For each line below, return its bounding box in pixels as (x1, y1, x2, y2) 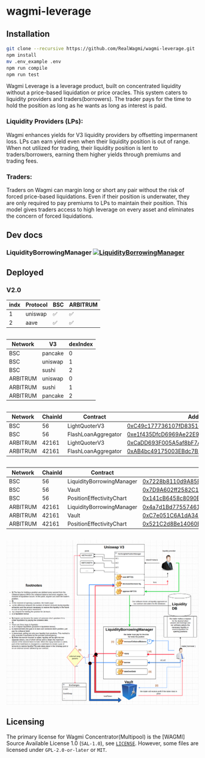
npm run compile (6, 65, 48, 71)
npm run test (6, 72, 40, 78)
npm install (6, 52, 37, 58)
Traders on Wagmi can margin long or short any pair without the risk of (6, 186, 185, 193)
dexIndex (69, 341, 93, 348)
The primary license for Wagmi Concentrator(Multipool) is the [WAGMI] (6, 733, 185, 740)
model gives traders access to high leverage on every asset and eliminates (6, 206, 194, 213)
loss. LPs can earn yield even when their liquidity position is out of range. (6, 138, 190, 145)
